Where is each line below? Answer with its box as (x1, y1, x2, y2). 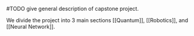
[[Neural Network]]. (6, 23, 56, 30)
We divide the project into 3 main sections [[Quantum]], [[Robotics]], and (6, 17, 189, 23)
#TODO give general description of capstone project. (6, 5, 139, 12)
